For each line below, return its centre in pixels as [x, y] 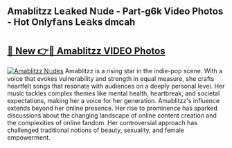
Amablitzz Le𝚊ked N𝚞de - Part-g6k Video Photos [115, 11]
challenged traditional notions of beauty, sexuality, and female [96, 130]
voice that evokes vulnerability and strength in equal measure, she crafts [111, 78]
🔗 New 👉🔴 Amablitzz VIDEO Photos [86, 51]
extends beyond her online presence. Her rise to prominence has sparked [113, 108]
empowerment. [29, 137]
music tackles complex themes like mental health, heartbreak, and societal [114, 93]
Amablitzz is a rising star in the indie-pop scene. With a [144, 71]
